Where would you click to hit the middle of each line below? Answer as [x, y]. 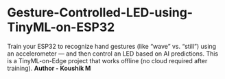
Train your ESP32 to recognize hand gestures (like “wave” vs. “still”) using [112, 46]
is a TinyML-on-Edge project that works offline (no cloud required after [107, 60]
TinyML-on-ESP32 [61, 27]
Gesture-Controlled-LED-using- [100, 13]
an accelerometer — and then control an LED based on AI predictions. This [113, 54]
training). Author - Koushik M [49, 68]
